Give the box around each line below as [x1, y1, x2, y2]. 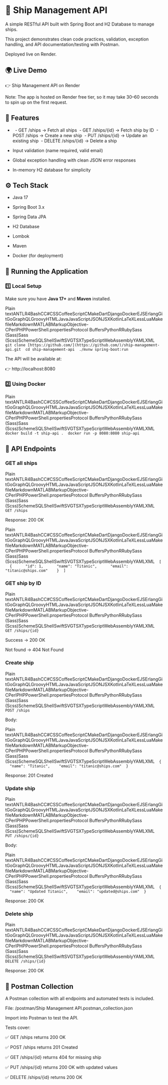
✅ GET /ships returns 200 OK [5, 1034, 66, 1040]
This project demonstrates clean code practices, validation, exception [5, 36, 149, 42]
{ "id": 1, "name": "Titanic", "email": [9, 564, 128, 569]
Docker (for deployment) [12, 253, 63, 259]
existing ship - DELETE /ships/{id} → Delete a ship [12, 138, 117, 144]
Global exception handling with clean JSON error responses [12, 157, 136, 163]
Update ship [5, 785, 35, 792]
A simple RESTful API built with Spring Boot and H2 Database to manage [5, 21, 154, 27]
